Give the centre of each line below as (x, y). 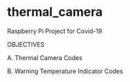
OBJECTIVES (26, 44)
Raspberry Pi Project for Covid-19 (55, 31)
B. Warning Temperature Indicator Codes (65, 71)
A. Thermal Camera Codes (45, 58)
